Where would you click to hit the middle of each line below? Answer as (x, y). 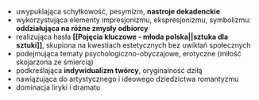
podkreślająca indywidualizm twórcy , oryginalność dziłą (109, 70)
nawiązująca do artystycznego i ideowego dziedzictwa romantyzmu (127, 79)
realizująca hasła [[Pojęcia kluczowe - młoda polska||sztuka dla (122, 37)
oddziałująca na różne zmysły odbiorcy (82, 28)
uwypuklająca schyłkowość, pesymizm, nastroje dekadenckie (118, 12)
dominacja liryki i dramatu (58, 87)
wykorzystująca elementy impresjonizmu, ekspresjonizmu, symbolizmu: (133, 20)
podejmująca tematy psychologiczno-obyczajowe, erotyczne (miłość (129, 54)
